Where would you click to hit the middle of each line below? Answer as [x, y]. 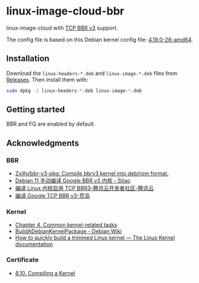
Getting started [36, 110]
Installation [28, 59]
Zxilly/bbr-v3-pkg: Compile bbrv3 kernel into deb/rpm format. [92, 174]
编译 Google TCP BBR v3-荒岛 [52, 196]
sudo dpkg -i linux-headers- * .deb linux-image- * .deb [74, 91]
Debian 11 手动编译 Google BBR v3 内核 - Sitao [73, 181]
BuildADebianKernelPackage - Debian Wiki [68, 232]
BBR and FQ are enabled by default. [51, 124]
